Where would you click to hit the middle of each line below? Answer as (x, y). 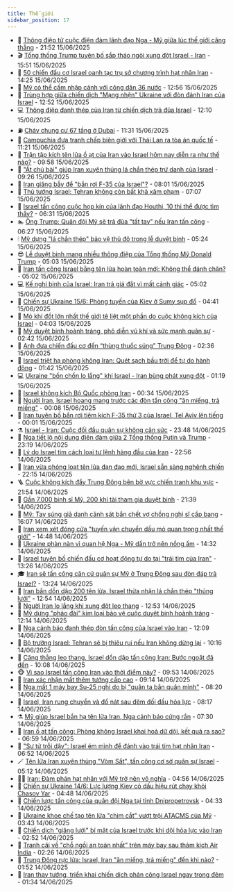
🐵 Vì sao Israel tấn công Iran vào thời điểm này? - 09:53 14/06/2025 (115, 672)
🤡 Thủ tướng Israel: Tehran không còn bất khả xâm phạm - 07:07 (110, 191)
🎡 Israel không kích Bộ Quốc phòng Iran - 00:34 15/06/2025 (103, 393)
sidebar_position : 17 (38, 20)
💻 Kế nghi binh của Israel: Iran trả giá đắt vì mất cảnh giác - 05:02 (112, 284)
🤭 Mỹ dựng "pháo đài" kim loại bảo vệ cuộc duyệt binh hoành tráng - (115, 613)
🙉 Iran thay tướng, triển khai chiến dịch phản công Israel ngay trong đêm (120, 874)
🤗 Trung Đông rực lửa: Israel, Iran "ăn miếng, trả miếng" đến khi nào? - (118, 859)
